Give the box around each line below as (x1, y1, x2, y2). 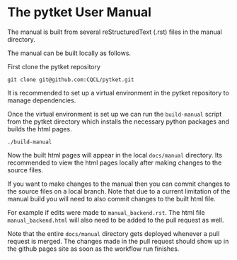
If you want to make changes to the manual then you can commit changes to (7, 179, 231, 188)
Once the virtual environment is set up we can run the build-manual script (7, 110, 222, 118)
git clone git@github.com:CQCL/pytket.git (7, 76, 134, 83)
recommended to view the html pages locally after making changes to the (7, 158, 222, 167)
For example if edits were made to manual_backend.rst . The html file (7, 208, 205, 216)
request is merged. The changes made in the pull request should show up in (7, 237, 229, 245)
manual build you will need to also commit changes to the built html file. (7, 194, 216, 203)
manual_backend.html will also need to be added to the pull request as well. (7, 215, 224, 224)
